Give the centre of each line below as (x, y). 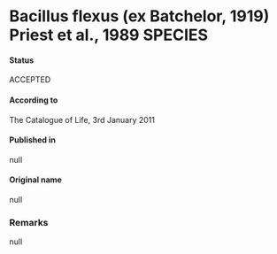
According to (34, 100)
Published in (32, 140)
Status (22, 60)
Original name (35, 180)
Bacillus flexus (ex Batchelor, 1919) (139, 16)
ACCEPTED (30, 80)
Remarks (29, 222)
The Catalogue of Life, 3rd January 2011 (82, 119)
